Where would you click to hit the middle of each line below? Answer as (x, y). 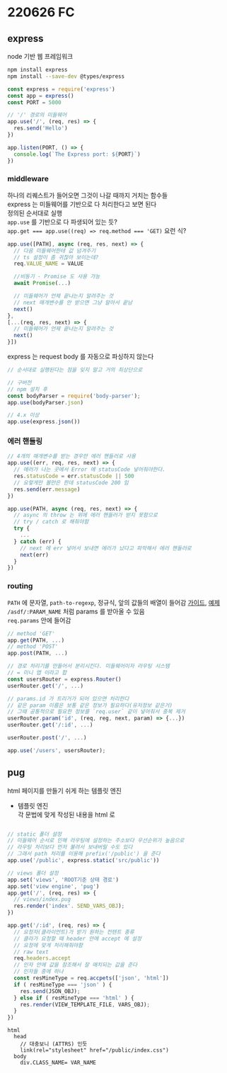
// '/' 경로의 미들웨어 (37, 115)
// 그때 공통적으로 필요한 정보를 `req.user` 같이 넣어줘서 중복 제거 (96, 712)
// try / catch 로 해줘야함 (51, 522)
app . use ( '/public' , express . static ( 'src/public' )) (83, 861)
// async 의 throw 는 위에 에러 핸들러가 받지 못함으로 (86, 515)
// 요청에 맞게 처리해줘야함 (48, 945)
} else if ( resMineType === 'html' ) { (74, 998)
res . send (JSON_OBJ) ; (50, 991)
